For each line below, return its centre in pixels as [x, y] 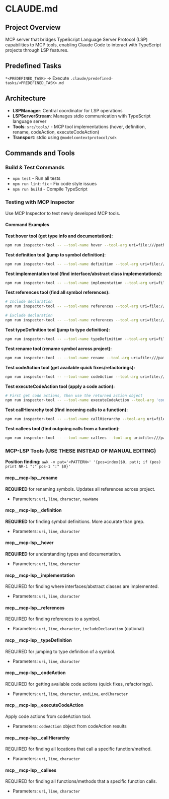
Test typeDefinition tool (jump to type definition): [58, 329]
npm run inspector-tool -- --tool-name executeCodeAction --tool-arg [80, 400]
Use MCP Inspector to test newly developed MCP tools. [63, 213]
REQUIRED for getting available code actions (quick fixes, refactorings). [79, 684]
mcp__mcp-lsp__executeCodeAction [45, 705]
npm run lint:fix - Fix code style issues [55, 184]
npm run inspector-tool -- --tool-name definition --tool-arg [72, 264]
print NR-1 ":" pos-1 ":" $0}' [38, 467]
